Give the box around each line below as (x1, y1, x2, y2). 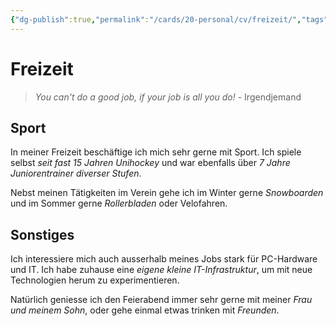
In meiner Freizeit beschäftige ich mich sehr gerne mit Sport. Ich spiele (10, 146, 302, 158)
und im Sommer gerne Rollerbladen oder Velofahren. (10, 197, 228, 210)
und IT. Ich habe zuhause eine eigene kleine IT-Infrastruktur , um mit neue (10, 264, 313, 276)
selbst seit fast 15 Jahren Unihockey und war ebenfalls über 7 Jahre (10, 157, 291, 169)
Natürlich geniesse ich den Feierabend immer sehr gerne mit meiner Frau (10, 294, 313, 306)
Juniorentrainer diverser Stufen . (10, 167, 142, 180)
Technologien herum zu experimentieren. (10, 274, 180, 286)
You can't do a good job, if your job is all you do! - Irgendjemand (34, 91, 302, 103)
